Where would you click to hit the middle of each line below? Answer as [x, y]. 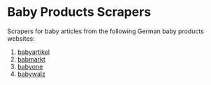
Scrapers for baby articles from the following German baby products [105, 31]
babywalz [31, 74]
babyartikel [34, 52]
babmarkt [31, 59]
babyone [30, 66]
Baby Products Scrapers [79, 12]
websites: [21, 38]
